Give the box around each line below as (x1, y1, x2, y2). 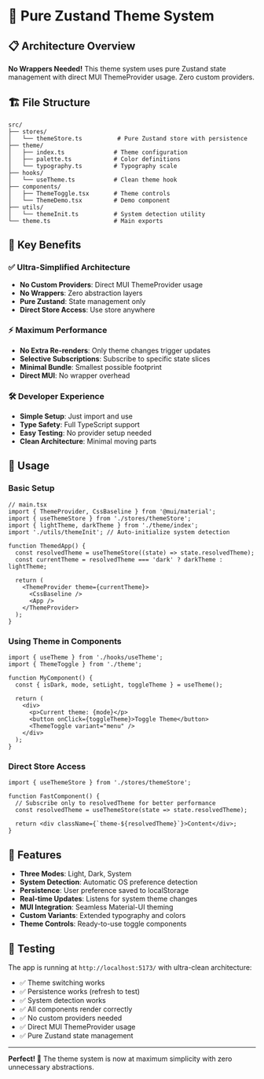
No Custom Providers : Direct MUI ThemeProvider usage (19, 280, 203, 289)
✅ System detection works (19, 996, 106, 1004)
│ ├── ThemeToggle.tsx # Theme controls (8, 189, 170, 197)
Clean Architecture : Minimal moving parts (19, 437, 157, 446)
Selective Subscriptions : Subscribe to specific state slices (19, 353, 211, 364)
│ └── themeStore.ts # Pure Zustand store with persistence (8, 134, 247, 142)
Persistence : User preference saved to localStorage (19, 886, 189, 895)
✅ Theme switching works (19, 978, 105, 987)
